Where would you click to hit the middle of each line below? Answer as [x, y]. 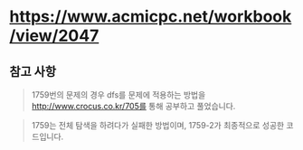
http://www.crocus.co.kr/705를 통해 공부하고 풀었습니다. [133, 106]
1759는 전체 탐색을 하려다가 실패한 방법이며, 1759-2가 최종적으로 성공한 [158, 125]
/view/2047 [54, 36]
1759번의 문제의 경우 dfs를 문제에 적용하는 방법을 [118, 95]
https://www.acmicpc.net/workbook [151, 17]
